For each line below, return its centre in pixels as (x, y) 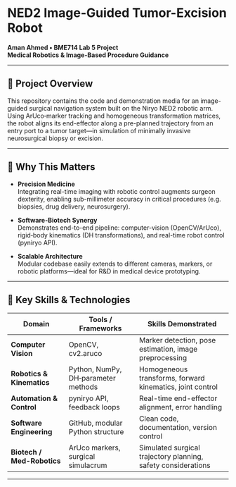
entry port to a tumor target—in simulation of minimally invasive (99, 130)
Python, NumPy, (95, 369)
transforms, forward (172, 378)
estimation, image (169, 349)
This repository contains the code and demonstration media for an (103, 101)
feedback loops (94, 407)
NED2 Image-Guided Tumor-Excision (117, 13)
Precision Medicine (46, 184)
